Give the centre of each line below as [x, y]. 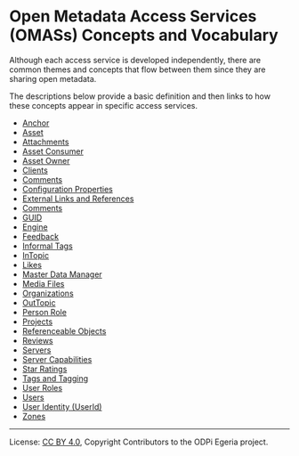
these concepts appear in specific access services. [104, 105]
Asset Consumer [53, 151]
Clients [35, 170]
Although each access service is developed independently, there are [135, 60]
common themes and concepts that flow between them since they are [137, 69]
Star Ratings [44, 369]
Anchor [36, 123]
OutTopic [39, 302]
